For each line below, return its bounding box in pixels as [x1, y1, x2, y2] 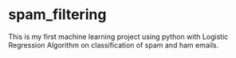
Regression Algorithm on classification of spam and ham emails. [8, 40, 219, 49]
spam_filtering [8, 6, 107, 24]
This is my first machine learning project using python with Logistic [8, 32, 229, 41]
